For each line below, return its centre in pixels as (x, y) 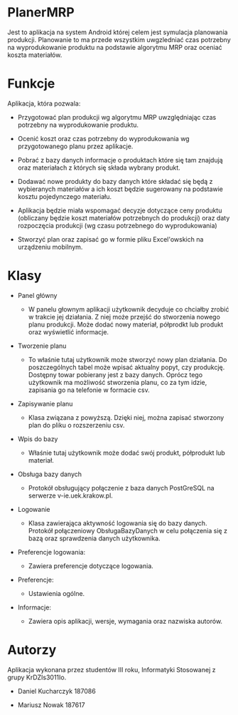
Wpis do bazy (38, 438)
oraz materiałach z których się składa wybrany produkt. (99, 168)
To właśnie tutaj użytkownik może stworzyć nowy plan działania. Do (128, 359)
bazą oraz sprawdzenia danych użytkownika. (94, 538)
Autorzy (32, 650)
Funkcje (31, 84)
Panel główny (37, 295)
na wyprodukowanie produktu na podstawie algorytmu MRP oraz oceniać (115, 47)
